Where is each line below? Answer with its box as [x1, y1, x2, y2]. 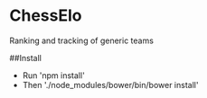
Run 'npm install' [22, 69, 86, 81]
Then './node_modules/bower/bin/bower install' [22, 79, 199, 90]
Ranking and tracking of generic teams [9, 35, 154, 46]
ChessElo [9, 5, 82, 26]
